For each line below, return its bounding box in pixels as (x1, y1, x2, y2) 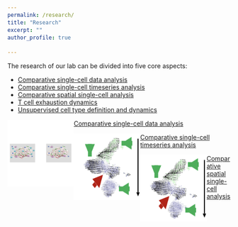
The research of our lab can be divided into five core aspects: (7, 62, 188, 70)
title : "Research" (7, 18, 62, 26)
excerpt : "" (7, 26, 42, 33)
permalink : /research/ (7, 11, 74, 18)
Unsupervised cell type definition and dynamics (17, 106, 157, 114)
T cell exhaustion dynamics (17, 98, 98, 106)
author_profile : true (7, 34, 72, 41)
